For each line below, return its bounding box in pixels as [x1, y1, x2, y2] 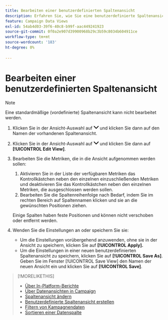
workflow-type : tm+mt [5, 34, 50, 39]
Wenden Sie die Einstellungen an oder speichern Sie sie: [12, 227, 129, 233]
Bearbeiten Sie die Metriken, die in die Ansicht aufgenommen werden [12, 155, 155, 161]
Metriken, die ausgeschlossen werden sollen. [19, 186, 113, 192]
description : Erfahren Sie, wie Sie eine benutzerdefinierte [5, 13, 135, 18]
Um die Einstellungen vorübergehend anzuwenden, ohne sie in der [19, 236, 157, 242]
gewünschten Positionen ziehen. [19, 202, 87, 208]
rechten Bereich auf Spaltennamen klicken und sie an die [19, 197, 137, 203]
